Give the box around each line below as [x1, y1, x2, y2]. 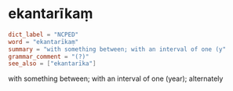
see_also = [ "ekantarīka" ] [8, 60, 96, 67]
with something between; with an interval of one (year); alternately [8, 74, 224, 83]
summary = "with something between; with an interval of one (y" [8, 45, 226, 53]
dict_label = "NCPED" [8, 31, 79, 38]
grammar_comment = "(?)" [8, 53, 89, 60]
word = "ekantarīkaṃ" [8, 38, 79, 45]
